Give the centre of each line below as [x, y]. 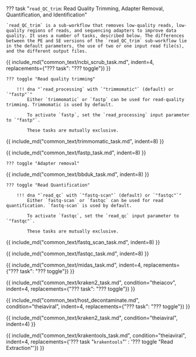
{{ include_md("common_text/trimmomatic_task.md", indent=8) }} [85, 141]
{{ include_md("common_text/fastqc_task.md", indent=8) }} [78, 254]
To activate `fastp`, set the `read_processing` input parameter [109, 115]
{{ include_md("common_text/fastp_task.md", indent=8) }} [76, 153]
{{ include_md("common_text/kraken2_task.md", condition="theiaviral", [92, 318]
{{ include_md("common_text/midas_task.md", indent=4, [74, 265]
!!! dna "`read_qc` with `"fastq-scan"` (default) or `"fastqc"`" [99, 196]
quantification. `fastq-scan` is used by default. [69, 206]
